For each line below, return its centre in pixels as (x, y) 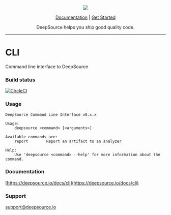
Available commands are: (32, 137)
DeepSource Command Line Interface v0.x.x (51, 114)
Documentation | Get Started (85, 17)
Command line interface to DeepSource (47, 67)
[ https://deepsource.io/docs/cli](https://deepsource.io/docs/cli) (72, 182)
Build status (20, 80)
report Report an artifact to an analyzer (68, 141)
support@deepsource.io (31, 207)
